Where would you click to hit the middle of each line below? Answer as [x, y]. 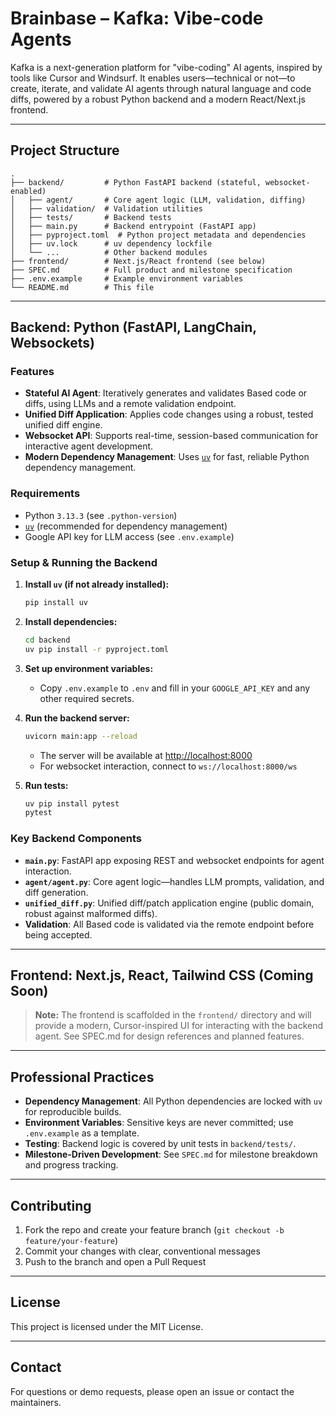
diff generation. [56, 892]
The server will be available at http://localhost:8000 [146, 755]
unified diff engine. [63, 425]
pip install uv [56, 603]
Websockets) [52, 343]
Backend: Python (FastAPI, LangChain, [133, 327]
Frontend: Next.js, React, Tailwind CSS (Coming [162, 975]
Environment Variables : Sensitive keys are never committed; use [159, 1123]
